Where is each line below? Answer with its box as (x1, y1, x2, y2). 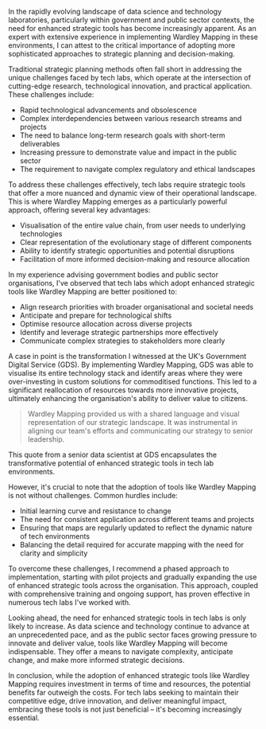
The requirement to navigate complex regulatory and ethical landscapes (19, 165, 256, 173)
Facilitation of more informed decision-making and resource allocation (19, 255, 250, 263)
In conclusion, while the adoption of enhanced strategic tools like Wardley (8, 671, 250, 680)
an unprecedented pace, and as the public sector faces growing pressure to (8, 630, 257, 639)
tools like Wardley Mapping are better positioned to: (8, 287, 177, 296)
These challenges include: (8, 90, 94, 99)
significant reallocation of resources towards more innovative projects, (8, 385, 240, 395)
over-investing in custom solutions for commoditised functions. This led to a (8, 377, 257, 386)
